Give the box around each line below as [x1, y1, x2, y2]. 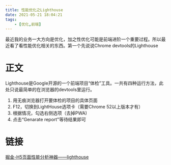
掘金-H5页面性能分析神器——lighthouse [5, 154, 89, 160]
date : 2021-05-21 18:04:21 [5, 12, 63, 17]
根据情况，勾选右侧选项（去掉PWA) [12, 110, 88, 116]
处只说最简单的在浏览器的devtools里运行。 [5, 87, 95, 93]
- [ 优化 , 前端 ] [14, 21, 42, 27]
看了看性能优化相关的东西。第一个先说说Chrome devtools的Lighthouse [9, 43, 159, 49]
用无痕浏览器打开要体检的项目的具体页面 [12, 97, 98, 103]
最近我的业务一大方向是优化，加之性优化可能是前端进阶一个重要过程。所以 [5, 36, 161, 42]
